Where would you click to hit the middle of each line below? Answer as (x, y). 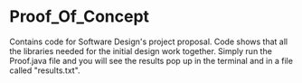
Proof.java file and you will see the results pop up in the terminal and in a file (151, 60)
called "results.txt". (45, 70)
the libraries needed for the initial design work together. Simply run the (141, 51)
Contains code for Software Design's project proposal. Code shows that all (149, 41)
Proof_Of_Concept (80, 17)
